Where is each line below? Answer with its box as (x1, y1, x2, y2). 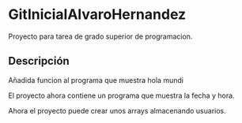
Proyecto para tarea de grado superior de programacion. (8, 32, 193, 41)
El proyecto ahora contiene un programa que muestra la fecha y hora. (8, 91, 235, 100)
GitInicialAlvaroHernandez (8, 6, 187, 24)
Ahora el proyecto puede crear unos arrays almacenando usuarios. (8, 106, 227, 115)
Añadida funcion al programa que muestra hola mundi (8, 75, 184, 84)
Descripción (8, 54, 70, 68)
